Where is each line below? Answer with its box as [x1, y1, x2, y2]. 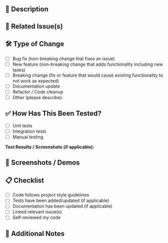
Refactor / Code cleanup [12, 89, 64, 95]
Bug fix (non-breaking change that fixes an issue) [12, 56, 115, 62]
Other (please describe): [12, 94, 64, 100]
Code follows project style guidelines [12, 192, 89, 198]
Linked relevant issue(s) [12, 209, 62, 215]
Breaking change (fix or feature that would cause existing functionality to [12, 72, 163, 78]
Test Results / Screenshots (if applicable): [5, 144, 94, 150]
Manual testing [12, 134, 44, 140]
